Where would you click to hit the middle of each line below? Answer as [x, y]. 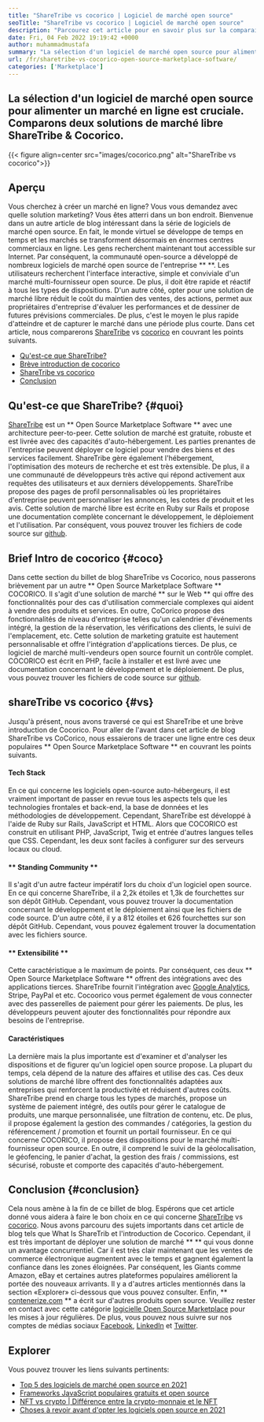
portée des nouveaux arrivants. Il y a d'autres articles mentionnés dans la [127, 1284]
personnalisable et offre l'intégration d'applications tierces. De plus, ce [123, 644]
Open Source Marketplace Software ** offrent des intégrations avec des [125, 978]
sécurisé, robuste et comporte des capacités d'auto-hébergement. [116, 1165]
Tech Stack [27, 773]
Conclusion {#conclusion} [74, 1190]
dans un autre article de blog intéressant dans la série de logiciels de [119, 223]
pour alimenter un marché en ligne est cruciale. [126, 111]
